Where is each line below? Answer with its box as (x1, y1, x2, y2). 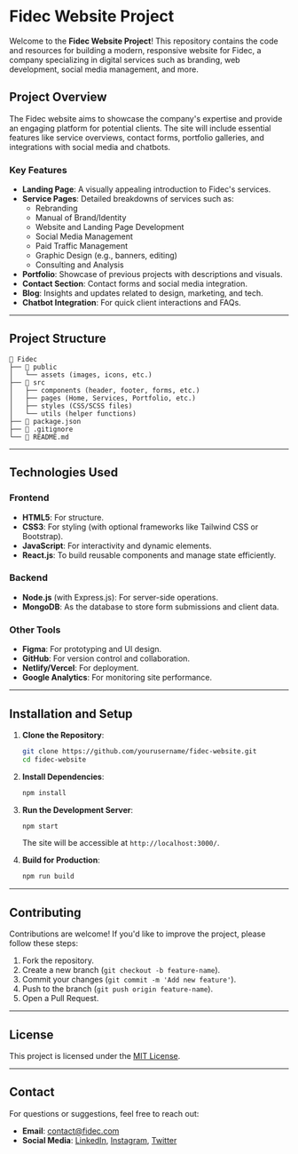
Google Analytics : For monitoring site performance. (21, 673, 213, 683)
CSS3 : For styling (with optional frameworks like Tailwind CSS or (21, 521, 259, 532)
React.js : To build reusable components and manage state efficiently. (21, 549, 277, 561)
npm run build (21, 872, 74, 881)
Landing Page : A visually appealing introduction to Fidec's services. (21, 184, 271, 195)
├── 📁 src (9, 378, 46, 387)
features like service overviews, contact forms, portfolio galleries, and (9, 131, 264, 143)
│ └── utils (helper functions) (9, 409, 137, 418)
